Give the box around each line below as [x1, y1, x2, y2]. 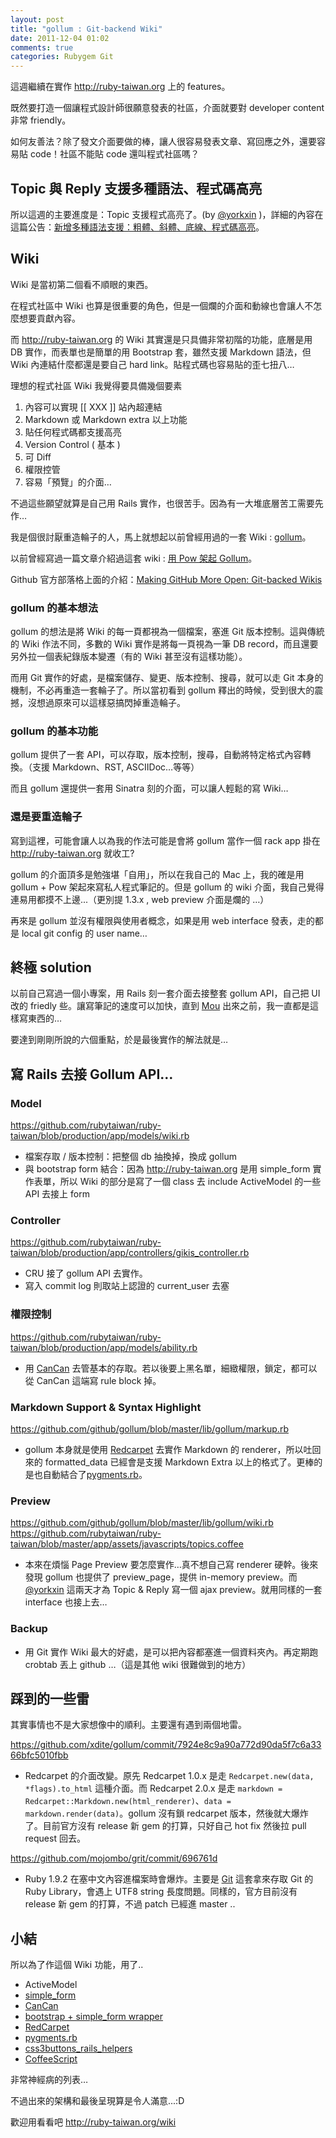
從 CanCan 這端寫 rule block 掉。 [24, 1374, 162, 1386]
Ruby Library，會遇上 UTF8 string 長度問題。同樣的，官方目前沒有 [24, 1886, 298, 1898]
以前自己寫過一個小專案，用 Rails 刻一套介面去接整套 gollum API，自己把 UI [10, 987, 321, 1000]
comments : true [10, 42, 74, 53]
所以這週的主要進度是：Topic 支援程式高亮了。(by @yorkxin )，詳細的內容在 [10, 208, 324, 220]
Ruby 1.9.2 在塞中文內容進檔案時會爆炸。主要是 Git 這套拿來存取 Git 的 [24, 1873, 314, 1885]
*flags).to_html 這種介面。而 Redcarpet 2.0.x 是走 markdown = [24, 1782, 283, 1795]
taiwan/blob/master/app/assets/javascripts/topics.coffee [10, 1538, 244, 1550]
